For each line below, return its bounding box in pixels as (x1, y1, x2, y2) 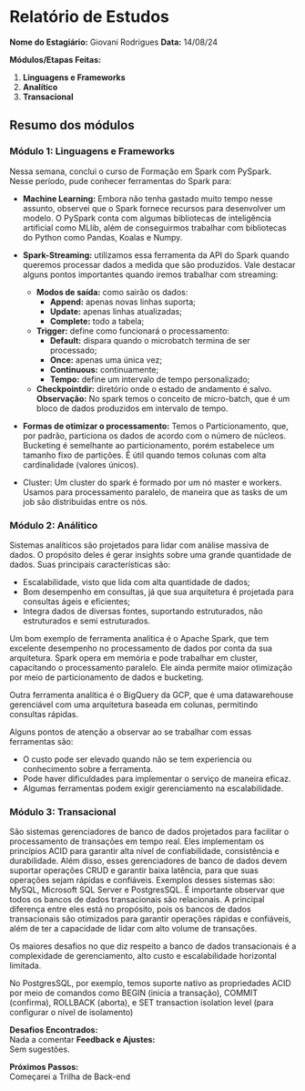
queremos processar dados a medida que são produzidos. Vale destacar (22, 259, 296, 270)
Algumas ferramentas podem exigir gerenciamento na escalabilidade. (22, 782, 284, 794)
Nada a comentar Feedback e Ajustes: (9, 1034, 156, 1045)
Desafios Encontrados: (9, 1024, 98, 1035)
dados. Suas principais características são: (9, 559, 171, 570)
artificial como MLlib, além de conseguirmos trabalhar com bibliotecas (22, 221, 287, 233)
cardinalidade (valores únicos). (22, 458, 139, 470)
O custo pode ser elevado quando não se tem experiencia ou (22, 754, 252, 765)
